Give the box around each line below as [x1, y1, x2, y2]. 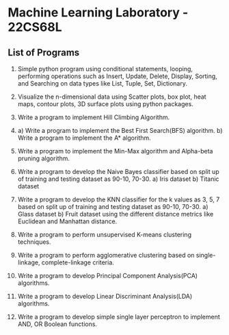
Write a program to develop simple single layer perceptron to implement [17, 313, 221, 321]
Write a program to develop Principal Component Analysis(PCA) [17, 272, 198, 280]
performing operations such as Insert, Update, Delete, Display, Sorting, [17, 72, 217, 80]
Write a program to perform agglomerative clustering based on [17, 251, 195, 259]
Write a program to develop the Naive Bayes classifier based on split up [17, 168, 219, 175]
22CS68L [8, 19, 62, 35]
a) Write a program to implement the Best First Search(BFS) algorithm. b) [17, 127, 223, 134]
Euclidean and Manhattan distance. [17, 217, 118, 225]
